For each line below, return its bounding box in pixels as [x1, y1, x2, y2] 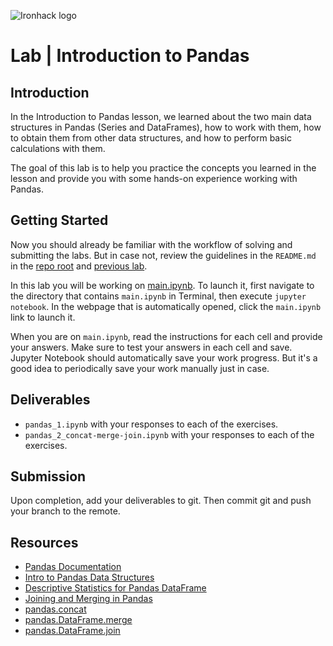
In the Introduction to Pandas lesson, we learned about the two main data [10, 111, 312, 122]
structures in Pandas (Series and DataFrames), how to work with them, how [10, 121, 322, 133]
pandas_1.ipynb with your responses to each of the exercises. [24, 418, 279, 430]
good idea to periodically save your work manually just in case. [10, 362, 270, 374]
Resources [10, 534, 79, 551]
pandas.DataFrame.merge [24, 614, 133, 626]
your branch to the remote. [10, 505, 121, 517]
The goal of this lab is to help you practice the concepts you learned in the [10, 162, 317, 174]
